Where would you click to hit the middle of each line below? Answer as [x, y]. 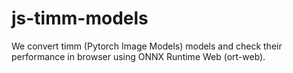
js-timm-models [80, 18]
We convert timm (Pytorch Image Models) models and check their [147, 46]
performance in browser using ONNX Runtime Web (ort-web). [138, 56]
